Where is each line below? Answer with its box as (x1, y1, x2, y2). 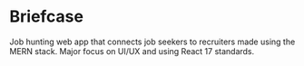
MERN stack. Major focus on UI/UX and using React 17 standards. (9, 45, 255, 56)
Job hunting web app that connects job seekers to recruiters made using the (9, 36, 296, 47)
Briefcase (9, 6, 84, 27)
